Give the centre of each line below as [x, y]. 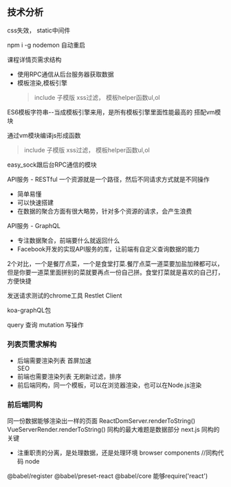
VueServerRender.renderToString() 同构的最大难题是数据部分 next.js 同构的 [113, 430]
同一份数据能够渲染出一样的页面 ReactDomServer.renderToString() [101, 421]
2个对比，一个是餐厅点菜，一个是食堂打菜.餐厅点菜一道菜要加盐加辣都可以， [115, 263]
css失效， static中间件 [39, 30]
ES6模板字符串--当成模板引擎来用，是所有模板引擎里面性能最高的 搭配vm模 [114, 112]
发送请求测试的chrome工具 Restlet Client [65, 296]
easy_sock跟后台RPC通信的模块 [52, 165]
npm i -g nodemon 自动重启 [46, 45]
